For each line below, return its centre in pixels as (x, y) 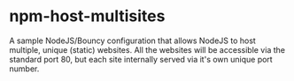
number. (24, 69)
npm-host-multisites (87, 16)
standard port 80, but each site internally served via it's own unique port (141, 59)
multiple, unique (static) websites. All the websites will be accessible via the (147, 49)
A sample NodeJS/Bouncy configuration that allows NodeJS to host (133, 40)
